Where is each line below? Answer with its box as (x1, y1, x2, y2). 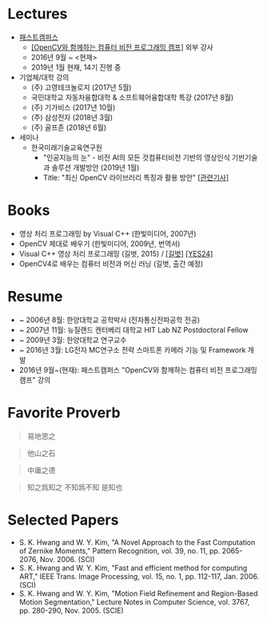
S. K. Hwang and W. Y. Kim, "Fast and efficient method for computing (18, 563, 248, 572)
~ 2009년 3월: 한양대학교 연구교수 (18, 334, 127, 345)
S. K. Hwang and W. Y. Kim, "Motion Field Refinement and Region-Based (18, 589, 258, 598)
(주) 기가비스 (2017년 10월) (30, 102, 116, 112)
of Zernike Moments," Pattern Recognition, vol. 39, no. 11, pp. (18, 546, 221, 556)
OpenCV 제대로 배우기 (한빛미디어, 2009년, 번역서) (18, 238, 181, 249)
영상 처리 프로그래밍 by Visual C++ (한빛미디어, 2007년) (18, 229, 197, 238)
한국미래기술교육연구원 (30, 142, 103, 152)
